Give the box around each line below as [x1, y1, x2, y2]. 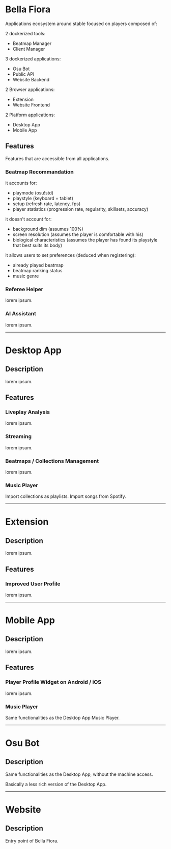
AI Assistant [5, 310, 37, 317]
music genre [12, 273, 39, 279]
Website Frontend [12, 101, 50, 108]
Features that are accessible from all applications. [5, 155, 109, 162]
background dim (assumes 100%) [12, 226, 83, 232]
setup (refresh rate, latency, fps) [12, 201, 81, 207]
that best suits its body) [12, 242, 63, 249]
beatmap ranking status [12, 268, 63, 274]
